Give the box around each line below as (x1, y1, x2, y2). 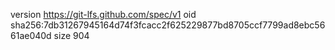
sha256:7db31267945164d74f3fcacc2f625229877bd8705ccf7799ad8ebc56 (10, 19, 326, 31)
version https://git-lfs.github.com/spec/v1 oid (10, 9, 197, 20)
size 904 (53, 30, 90, 41)
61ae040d (10, 30, 52, 41)
